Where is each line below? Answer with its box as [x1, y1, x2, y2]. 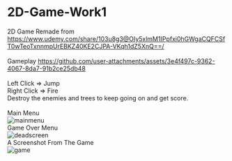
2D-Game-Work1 [7, 4, 107, 20]
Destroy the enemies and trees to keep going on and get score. [7, 93, 189, 102]
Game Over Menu [7, 123, 58, 132]
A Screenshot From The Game [7, 138, 94, 146]
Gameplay [7, 56, 37, 65]
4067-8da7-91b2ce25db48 [7, 64, 86, 72]
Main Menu [7, 109, 40, 117]
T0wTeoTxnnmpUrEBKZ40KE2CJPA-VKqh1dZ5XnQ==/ [7, 42, 164, 50]
